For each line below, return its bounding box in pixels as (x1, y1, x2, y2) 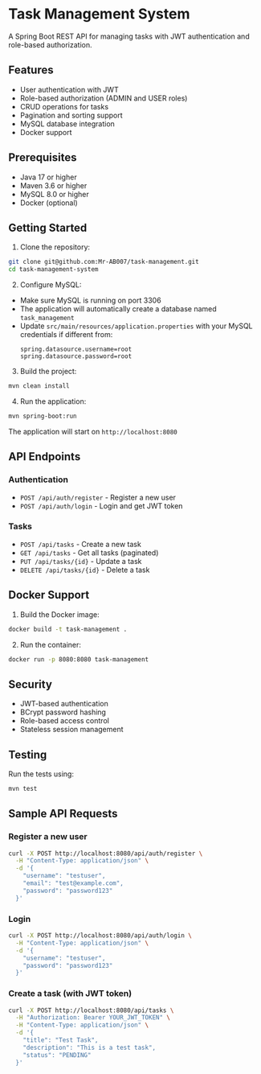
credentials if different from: (19, 330, 113, 339)
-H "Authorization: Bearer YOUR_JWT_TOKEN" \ (15, 1014, 171, 1022)
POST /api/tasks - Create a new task (19, 539, 142, 549)
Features (8, 64, 54, 77)
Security (8, 677, 52, 691)
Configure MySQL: (19, 280, 82, 290)
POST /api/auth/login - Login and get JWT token (19, 500, 183, 511)
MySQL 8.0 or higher (19, 189, 90, 199)
